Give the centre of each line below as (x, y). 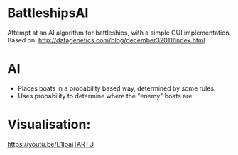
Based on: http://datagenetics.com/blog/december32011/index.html (106, 40)
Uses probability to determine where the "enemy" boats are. (106, 96)
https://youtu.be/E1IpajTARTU (51, 144)
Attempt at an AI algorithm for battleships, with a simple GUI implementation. (119, 33)
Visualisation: (49, 125)
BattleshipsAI (48, 13)
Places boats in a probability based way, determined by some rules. (117, 88)
